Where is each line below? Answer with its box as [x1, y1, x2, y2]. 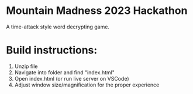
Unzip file [14, 63, 38, 70]
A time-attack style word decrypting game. [6, 23, 110, 30]
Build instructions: [6, 44, 98, 57]
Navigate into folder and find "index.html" [14, 68, 115, 76]
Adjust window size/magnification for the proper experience [14, 81, 160, 88]
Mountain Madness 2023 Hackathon [6, 4, 188, 17]
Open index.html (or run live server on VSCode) [14, 75, 129, 82]
